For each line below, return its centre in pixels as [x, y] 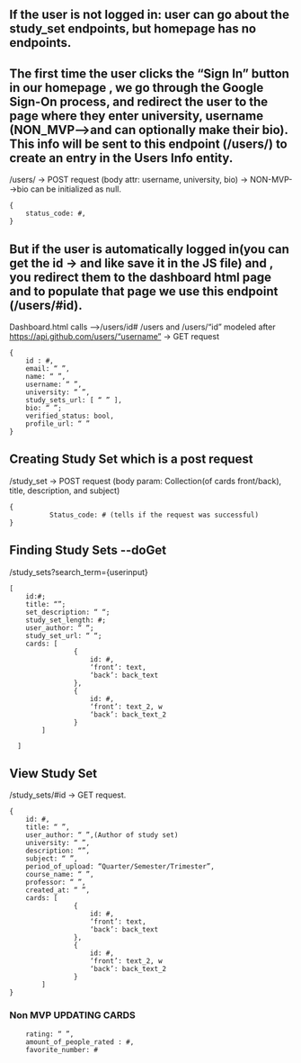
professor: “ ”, [56, 883]
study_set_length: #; [66, 620]
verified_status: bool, [70, 416]
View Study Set [53, 774]
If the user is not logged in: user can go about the [150, 15]
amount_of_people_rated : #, [80, 1042]
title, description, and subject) [65, 491]
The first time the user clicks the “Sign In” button [150, 73]
